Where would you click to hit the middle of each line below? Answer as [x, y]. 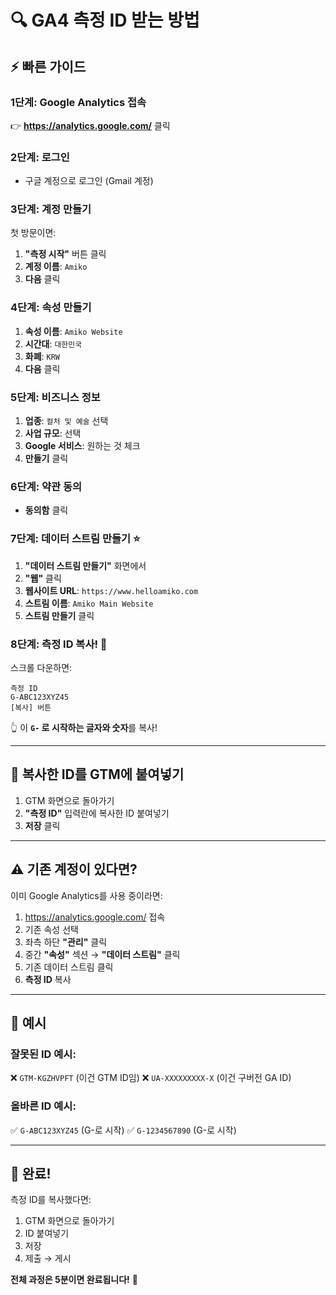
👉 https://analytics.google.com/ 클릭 [90, 125]
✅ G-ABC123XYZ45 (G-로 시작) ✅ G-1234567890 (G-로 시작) [123, 1130]
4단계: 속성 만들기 [51, 308]
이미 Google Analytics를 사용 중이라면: [86, 895]
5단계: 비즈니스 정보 [55, 397]
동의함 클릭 [46, 510]
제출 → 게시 [48, 1258]
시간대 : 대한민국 [53, 343]
